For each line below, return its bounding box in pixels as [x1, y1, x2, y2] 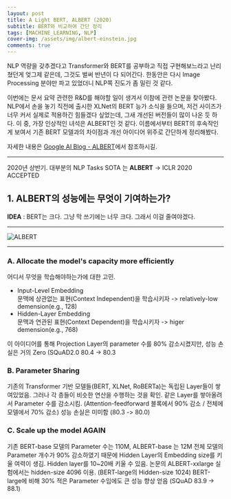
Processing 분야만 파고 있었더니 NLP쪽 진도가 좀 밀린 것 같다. [7, 79, 173, 87]
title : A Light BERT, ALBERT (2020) [7, 16, 112, 23]
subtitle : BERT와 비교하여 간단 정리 [7, 23, 102, 30]
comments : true [7, 42, 51, 49]
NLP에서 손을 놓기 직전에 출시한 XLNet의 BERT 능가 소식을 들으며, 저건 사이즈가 [7, 102, 222, 110]
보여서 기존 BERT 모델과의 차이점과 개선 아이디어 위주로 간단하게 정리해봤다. [14, 128, 219, 136]
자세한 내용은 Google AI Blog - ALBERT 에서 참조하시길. [7, 142, 158, 151]
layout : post [7, 10, 45, 17]
